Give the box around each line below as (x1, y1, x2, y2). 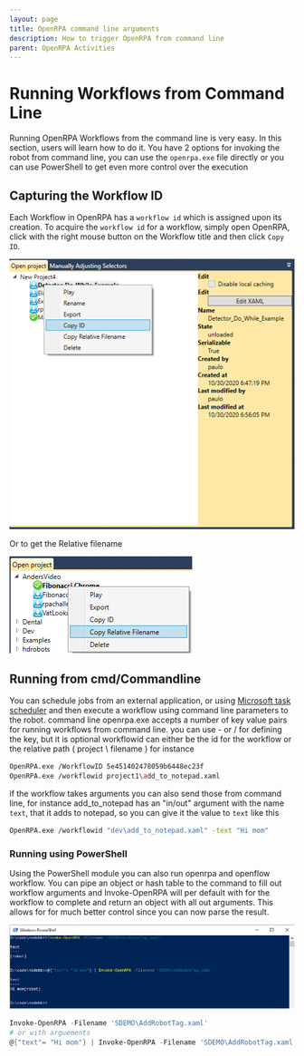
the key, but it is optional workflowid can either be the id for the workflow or (9, 734, 292, 745)
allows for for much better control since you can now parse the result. (9, 906, 270, 917)
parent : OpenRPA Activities (9, 44, 116, 53)
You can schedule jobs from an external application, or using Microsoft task (9, 695, 291, 706)
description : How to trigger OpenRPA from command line (9, 34, 224, 43)
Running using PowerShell (9, 848, 128, 860)
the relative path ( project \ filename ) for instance (9, 743, 195, 754)
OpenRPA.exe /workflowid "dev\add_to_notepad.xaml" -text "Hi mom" (9, 826, 270, 835)
